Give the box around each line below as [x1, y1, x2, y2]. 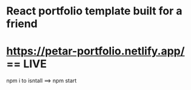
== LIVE [6, 57, 47, 71]
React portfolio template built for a [6, 4, 183, 18]
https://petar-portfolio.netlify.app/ [6, 44, 185, 58]
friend [6, 17, 38, 31]
